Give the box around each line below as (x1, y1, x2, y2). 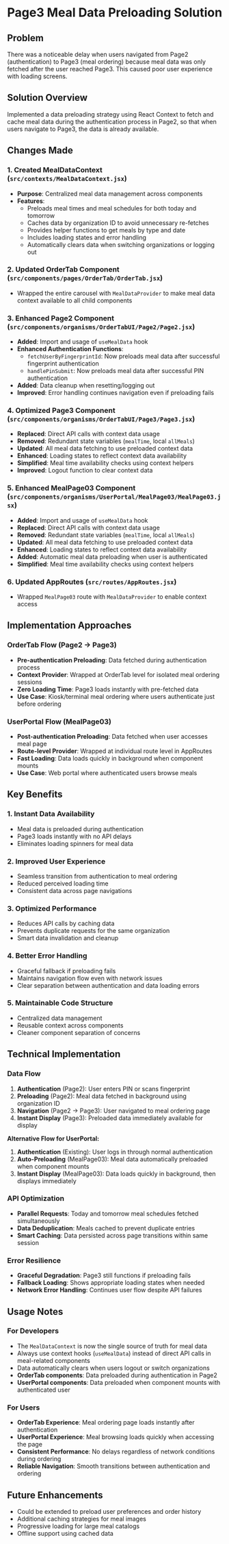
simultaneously (16, 1216, 60, 1225)
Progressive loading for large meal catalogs (16, 1521, 140, 1530)
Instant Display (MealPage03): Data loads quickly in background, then (16, 1169, 217, 1178)
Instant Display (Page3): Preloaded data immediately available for (16, 1113, 204, 1122)
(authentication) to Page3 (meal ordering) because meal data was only (7, 58, 206, 66)
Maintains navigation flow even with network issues (16, 974, 163, 982)
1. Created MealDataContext (7, 165, 103, 175)
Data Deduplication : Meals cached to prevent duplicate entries (16, 1224, 196, 1232)
